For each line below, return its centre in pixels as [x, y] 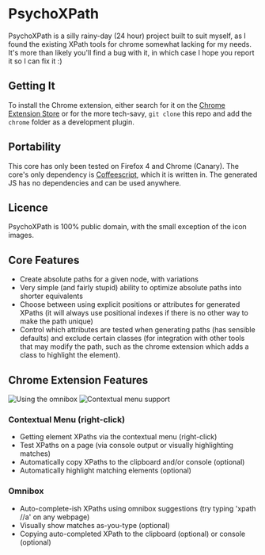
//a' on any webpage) [55, 517]
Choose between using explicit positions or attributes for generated [130, 304]
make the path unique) [56, 321]
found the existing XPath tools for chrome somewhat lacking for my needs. [130, 44]
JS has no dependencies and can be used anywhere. [95, 182]
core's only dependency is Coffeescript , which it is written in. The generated [133, 174]
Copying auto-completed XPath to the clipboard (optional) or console [132, 534]
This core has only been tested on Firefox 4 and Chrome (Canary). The [124, 166]
